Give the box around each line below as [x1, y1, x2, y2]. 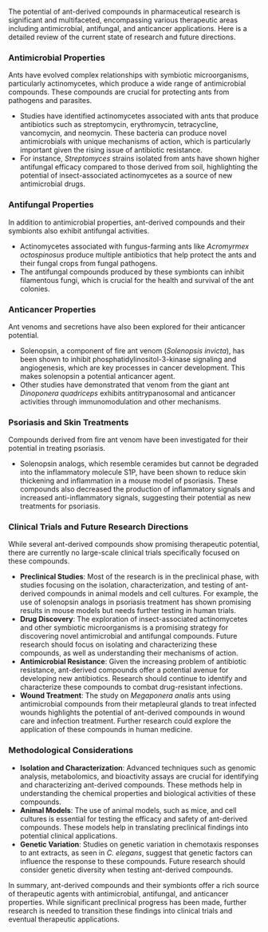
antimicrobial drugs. [19, 179, 86, 189]
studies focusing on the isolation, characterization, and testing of [19, 580, 234, 590]
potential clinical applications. [19, 830, 118, 840]
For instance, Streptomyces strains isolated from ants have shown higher [19, 153, 260, 163]
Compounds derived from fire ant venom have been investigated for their [8, 435, 249, 444]
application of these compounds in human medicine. [19, 725, 193, 735]
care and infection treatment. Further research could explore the [19, 716, 231, 726]
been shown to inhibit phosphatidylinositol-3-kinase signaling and [19, 354, 237, 364]
